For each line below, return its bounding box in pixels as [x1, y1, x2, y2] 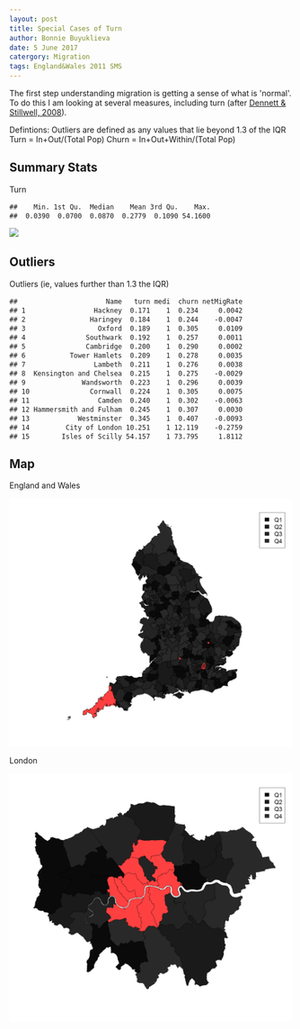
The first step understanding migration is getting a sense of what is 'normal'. [9, 88, 292, 98]
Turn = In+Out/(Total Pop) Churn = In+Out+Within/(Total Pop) [9, 134, 236, 144]
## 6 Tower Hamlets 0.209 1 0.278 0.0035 [9, 351, 243, 360]
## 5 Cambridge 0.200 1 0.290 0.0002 [9, 342, 243, 351]
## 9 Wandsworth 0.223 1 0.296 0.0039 [9, 378, 243, 387]
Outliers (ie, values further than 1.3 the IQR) [9, 278, 170, 289]
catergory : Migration [9, 52, 91, 62]
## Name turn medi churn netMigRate [9, 297, 243, 306]
